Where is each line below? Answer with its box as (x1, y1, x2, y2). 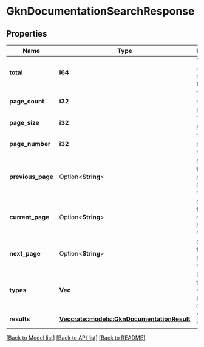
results (9, 315, 30, 323)
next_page (9, 250, 41, 258)
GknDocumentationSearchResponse (6, 4, 195, 18)
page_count (9, 97, 44, 105)
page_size (9, 119, 39, 127)
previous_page (9, 172, 53, 181)
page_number (9, 140, 50, 148)
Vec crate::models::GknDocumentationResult (59, 315, 191, 323)
